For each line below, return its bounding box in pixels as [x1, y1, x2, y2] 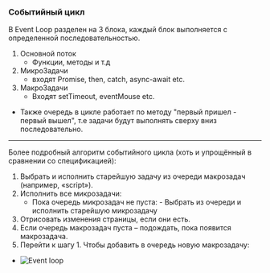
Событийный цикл [8, 6, 85, 18]
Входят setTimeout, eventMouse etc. [31, 92, 155, 101]
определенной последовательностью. [8, 33, 141, 43]
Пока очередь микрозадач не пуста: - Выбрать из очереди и [31, 197, 242, 207]
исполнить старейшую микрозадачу [31, 206, 158, 216]
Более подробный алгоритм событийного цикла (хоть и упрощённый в [8, 147, 252, 157]
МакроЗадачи [19, 83, 68, 93]
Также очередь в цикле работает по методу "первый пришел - [19, 107, 237, 117]
